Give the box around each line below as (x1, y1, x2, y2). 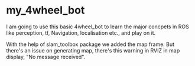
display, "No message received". (6, 53, 86, 60)
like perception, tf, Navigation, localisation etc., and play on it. (6, 29, 156, 36)
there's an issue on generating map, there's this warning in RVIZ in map (6, 47, 180, 54)
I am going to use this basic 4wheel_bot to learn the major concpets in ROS (6, 23, 189, 30)
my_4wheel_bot (6, 4, 85, 17)
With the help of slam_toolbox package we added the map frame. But (6, 41, 175, 48)
